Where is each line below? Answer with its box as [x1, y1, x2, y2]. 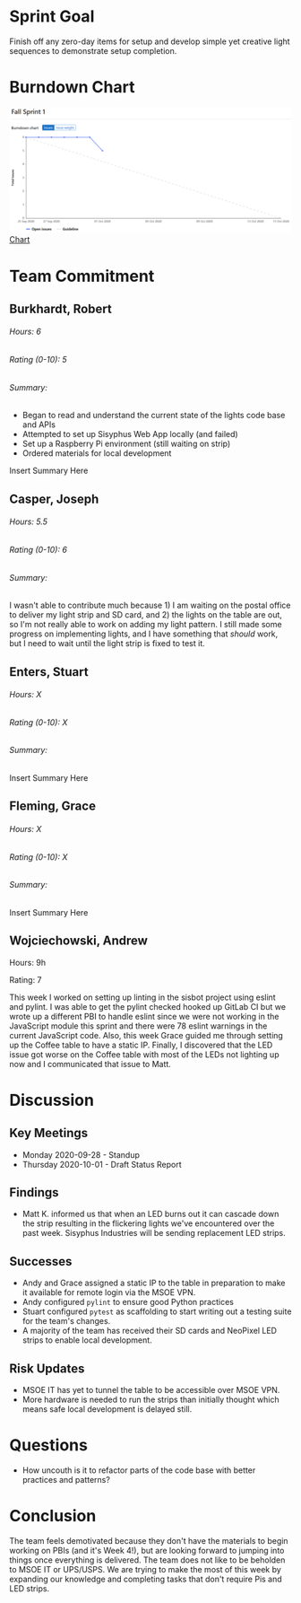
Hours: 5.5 [9, 516, 47, 527]
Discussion [9, 1090, 94, 1110]
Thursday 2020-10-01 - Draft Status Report [21, 1159, 182, 1169]
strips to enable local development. [21, 1335, 152, 1345]
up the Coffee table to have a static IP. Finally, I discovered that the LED [9, 1039, 273, 1050]
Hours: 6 [9, 326, 42, 337]
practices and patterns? [21, 1474, 110, 1485]
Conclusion [9, 1506, 97, 1527]
